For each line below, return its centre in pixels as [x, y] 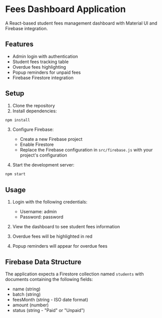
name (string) [27, 289]
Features [19, 44]
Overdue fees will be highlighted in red [52, 236]
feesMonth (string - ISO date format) [50, 299]
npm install [18, 120]
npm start [16, 174]
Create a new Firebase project [51, 139]
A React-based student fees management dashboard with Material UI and [81, 23]
